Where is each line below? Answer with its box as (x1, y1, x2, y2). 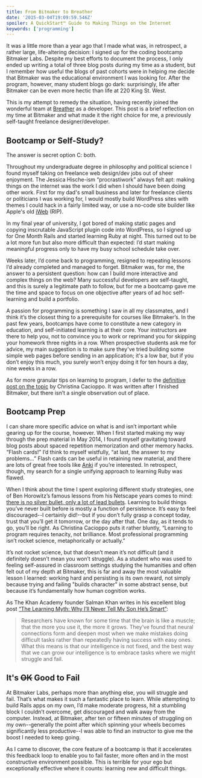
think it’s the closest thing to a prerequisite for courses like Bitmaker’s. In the (6, 314, 196, 321)
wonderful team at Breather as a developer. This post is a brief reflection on (6, 105, 195, 112)
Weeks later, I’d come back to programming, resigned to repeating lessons (6, 257, 191, 264)
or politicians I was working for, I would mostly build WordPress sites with (6, 195, 189, 203)
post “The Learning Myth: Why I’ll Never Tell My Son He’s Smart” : (6, 605, 168, 612)
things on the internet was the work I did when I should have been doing (6, 182, 186, 190)
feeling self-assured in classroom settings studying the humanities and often (6, 561, 197, 569)
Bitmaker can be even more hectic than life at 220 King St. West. (6, 87, 167, 94)
